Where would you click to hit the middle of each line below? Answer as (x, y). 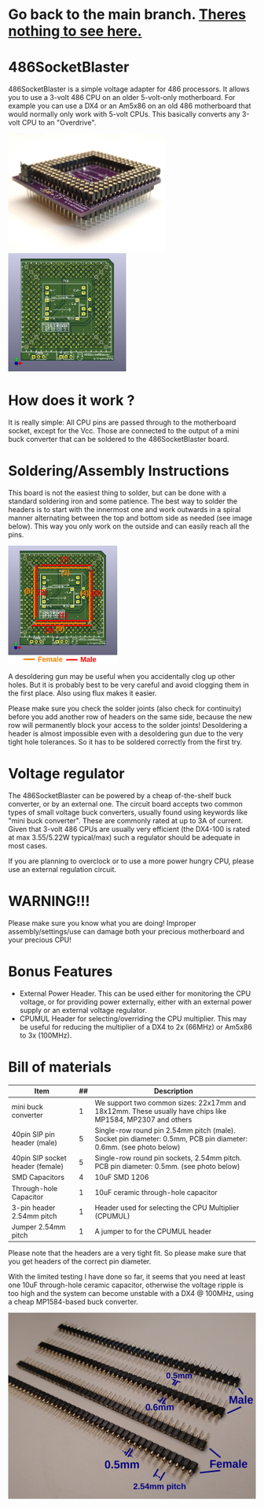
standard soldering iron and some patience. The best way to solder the (123, 501)
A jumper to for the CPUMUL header (153, 1231)
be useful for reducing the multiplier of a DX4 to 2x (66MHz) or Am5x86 (136, 1026)
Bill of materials (60, 1067)
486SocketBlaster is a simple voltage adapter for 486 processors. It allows (129, 89)
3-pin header (33, 1208)
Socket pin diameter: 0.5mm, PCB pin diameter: (171, 1138)
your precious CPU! (40, 940)
